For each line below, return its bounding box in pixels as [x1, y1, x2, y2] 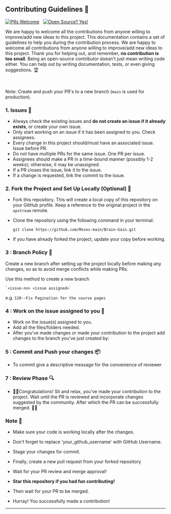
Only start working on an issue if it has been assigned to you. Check [12, 129, 156, 135]
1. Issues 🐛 [5, 107, 32, 114]
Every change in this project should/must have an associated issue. [12, 140, 154, 146]
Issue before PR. [12, 145, 47, 151]
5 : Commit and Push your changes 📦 [5, 348, 101, 355]
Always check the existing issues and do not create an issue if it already [12, 118, 166, 124]
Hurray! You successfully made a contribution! [12, 498, 110, 504]
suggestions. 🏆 [5, 67, 39, 73]
